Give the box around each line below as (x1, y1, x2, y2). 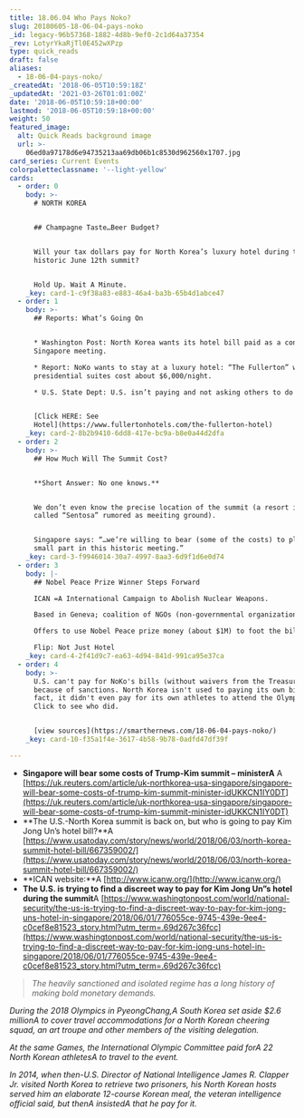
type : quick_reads (9, 47, 79, 56)
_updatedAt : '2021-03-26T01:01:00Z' (9, 89, 147, 98)
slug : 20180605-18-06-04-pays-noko (9, 22, 144, 31)
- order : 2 (17, 437, 59, 446)
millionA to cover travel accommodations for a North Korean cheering (9, 1015, 270, 1026)
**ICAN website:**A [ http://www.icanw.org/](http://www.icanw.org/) (22, 873, 282, 884)
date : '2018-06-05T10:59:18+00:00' (9, 97, 144, 107)
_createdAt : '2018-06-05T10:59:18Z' (9, 81, 147, 90)
